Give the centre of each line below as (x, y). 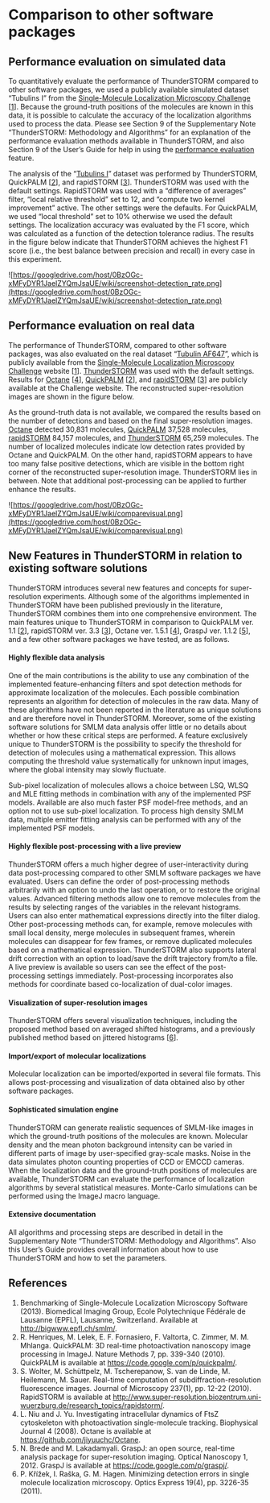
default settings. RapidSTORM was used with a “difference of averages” (127, 190)
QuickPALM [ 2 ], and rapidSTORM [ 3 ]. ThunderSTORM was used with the (129, 182)
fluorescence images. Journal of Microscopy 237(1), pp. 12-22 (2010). (135, 1388)
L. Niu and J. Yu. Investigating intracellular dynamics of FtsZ (119, 1414)
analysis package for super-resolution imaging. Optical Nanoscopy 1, (134, 1456)
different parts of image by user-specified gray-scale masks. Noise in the (130, 1153)
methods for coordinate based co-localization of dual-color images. (121, 984)
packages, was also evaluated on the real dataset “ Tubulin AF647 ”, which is (133, 354)
